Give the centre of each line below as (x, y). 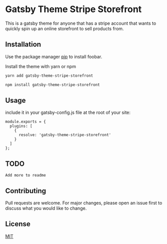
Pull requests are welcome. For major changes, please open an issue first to (84, 203)
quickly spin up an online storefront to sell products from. (65, 28)
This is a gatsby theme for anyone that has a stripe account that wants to (81, 23)
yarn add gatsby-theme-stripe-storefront (49, 76)
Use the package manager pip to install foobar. (54, 56)
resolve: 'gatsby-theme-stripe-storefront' (65, 135)
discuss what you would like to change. (46, 208)
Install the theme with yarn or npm (41, 66)
